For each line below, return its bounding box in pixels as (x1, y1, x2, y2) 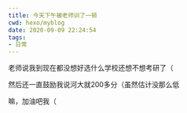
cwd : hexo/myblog (8, 19, 65, 27)
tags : (8, 33, 26, 42)
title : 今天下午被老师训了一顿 (8, 11, 97, 20)
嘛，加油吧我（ (8, 97, 57, 106)
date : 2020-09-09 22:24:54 (8, 26, 97, 34)
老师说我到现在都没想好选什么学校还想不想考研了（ (8, 64, 174, 73)
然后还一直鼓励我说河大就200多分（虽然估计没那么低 (8, 80, 180, 89)
